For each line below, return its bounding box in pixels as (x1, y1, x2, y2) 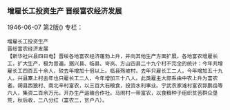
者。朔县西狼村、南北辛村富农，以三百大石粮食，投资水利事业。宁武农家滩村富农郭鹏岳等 (7, 82, 223, 89)
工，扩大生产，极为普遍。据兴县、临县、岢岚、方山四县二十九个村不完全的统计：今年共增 (7, 60, 223, 67)
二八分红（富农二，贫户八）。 (37, 97, 108, 104)
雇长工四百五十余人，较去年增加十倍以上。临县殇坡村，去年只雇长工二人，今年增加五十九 (7, 68, 223, 75)
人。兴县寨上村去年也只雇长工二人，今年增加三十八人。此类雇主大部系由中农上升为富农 (7, 75, 218, 82)
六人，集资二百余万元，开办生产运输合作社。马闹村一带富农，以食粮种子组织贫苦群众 (7, 90, 213, 97)
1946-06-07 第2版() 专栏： (7, 23, 84, 32)
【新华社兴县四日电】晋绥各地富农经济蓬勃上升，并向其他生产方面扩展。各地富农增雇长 (7, 53, 218, 60)
